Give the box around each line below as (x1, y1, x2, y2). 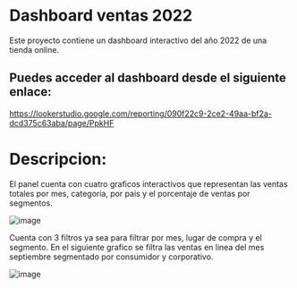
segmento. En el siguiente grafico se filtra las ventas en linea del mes (9, 241, 265, 252)
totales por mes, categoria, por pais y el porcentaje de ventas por (9, 188, 250, 199)
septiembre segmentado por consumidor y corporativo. (9, 251, 214, 262)
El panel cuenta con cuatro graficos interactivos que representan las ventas (9, 178, 288, 189)
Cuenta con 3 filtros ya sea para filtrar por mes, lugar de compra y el (9, 232, 262, 242)
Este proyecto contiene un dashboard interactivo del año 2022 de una (9, 35, 267, 46)
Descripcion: (9, 148, 107, 169)
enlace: (9, 84, 52, 99)
